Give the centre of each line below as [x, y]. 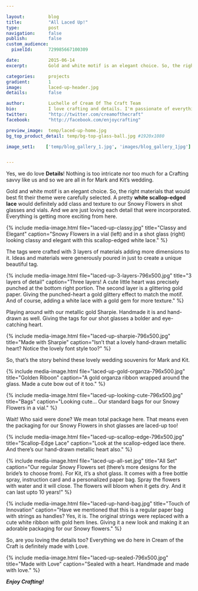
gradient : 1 [29, 82]
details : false [34, 93]
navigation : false [34, 33]
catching [17, 325]
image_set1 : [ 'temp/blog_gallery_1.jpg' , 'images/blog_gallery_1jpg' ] [99, 147]
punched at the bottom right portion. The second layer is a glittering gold [94, 288]
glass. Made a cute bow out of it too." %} [56, 384]
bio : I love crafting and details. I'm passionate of [88, 109]
